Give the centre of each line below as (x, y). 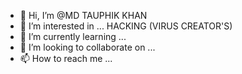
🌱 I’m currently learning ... (73, 36)
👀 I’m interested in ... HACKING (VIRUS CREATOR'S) (126, 26)
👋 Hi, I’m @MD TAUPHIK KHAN (83, 15)
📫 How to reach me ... (66, 58)
